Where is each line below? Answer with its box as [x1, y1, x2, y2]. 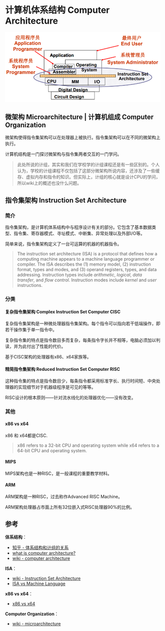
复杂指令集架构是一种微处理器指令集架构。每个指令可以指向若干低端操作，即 [5, 320, 161, 326]
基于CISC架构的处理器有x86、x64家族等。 [5, 354, 92, 360]
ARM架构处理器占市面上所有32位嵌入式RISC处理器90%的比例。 [5, 504, 134, 510]
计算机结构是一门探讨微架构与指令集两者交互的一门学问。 [5, 151, 122, 157]
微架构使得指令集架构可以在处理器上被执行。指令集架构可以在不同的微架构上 [5, 134, 161, 141]
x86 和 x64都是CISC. [5, 433, 48, 438]
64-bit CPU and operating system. [17, 447, 87, 453]
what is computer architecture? [12, 550, 76, 556]
